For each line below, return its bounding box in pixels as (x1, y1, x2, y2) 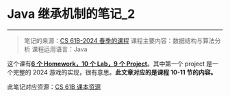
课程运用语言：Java (31, 45, 88, 53)
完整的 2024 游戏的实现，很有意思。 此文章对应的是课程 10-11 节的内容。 (12, 68, 217, 76)
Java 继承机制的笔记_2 (7, 6, 136, 22)
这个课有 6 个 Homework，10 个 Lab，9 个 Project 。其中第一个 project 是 (7, 59, 213, 68)
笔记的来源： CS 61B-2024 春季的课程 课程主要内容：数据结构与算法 (23, 36, 216, 44)
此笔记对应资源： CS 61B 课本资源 (7, 83, 101, 91)
